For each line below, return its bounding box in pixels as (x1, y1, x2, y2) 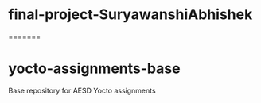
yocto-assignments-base (8, 59, 181, 78)
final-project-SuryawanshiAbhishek (8, 6, 253, 24)
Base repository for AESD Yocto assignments (8, 86, 157, 95)
